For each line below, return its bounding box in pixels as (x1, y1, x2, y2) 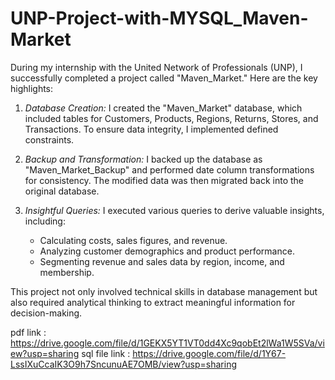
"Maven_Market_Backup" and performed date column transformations (24, 163, 315, 176)
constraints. (24, 133, 75, 146)
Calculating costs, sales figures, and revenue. (39, 234, 228, 246)
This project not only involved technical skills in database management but (10, 285, 318, 297)
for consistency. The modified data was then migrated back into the (24, 174, 305, 186)
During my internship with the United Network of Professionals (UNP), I (10, 61, 303, 73)
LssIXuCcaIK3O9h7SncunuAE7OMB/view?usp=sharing (10, 358, 238, 370)
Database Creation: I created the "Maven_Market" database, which (24, 102, 303, 114)
